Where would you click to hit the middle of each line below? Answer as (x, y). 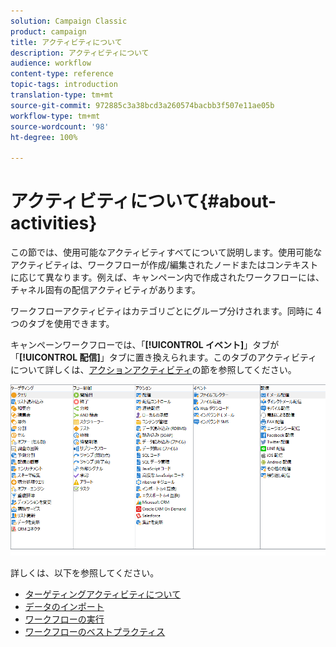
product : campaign (48, 31)
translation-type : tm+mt (62, 95)
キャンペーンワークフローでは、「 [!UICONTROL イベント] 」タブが (145, 345)
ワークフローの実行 (64, 619)
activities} (54, 223)
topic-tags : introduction (64, 85)
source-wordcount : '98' (60, 126)
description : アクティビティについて (80, 53)
